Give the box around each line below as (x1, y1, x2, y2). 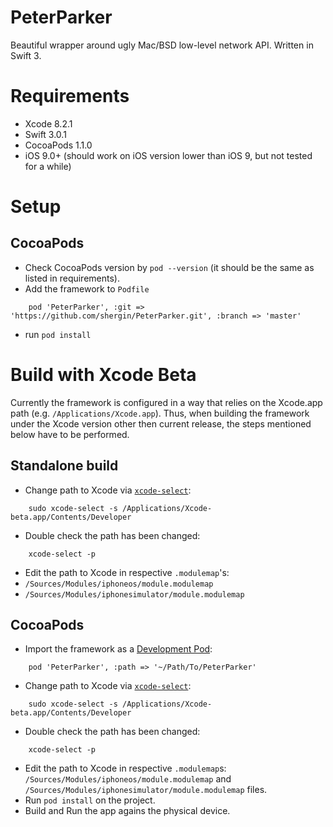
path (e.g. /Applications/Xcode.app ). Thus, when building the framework (10, 407, 310, 419)
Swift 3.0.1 (24, 128, 67, 140)
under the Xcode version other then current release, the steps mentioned (10, 417, 312, 430)
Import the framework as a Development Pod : (24, 643, 213, 655)
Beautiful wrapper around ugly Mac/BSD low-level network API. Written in (10, 39, 314, 51)
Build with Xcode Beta (10, 364, 197, 386)
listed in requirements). (24, 272, 120, 284)
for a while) (24, 160, 72, 172)
